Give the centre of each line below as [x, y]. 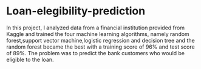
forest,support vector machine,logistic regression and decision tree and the [101, 40]
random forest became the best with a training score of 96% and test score [101, 47]
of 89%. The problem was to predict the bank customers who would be [96, 53]
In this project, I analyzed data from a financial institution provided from [96, 28]
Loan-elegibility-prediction [76, 11]
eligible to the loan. [30, 59]
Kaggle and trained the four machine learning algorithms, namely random [98, 34]
